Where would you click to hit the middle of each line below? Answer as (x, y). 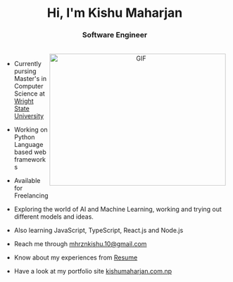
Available (27, 181)
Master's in (30, 79)
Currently (28, 64)
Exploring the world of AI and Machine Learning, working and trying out (118, 210)
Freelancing (31, 196)
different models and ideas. (53, 217)
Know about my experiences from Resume (76, 257)
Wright (24, 101)
